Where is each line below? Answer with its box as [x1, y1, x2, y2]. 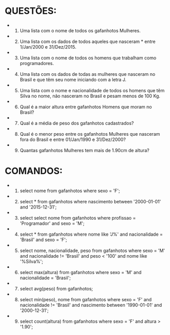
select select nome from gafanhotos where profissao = [19, 215, 136, 221]
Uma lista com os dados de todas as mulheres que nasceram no [19, 71, 156, 77]
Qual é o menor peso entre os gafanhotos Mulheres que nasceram [19, 131, 160, 137]
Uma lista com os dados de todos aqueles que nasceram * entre [19, 38, 156, 45]
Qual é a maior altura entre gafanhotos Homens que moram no [19, 103, 152, 110]
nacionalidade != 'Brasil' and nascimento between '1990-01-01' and [19, 302, 162, 308]
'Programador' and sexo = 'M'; [19, 220, 85, 226]
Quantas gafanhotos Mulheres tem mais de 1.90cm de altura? [19, 147, 150, 153]
